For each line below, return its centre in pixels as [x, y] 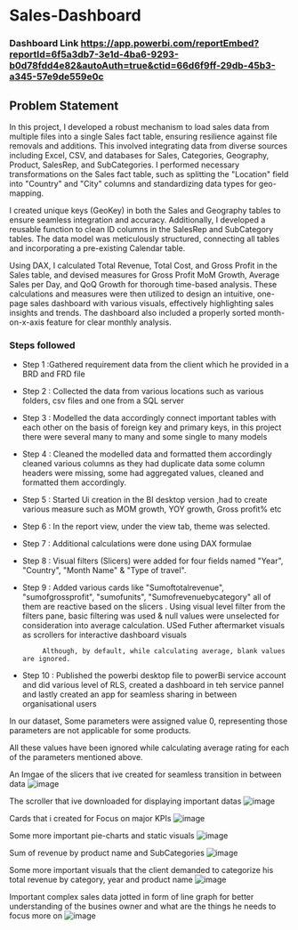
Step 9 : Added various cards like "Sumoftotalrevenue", [123, 587]
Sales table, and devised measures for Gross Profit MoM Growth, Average [145, 275]
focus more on [36, 916]
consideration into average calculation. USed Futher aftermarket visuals [153, 626]
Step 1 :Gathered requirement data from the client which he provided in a [155, 365]
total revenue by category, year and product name [101, 880]
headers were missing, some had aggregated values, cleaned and [143, 473]
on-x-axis [27, 322]
